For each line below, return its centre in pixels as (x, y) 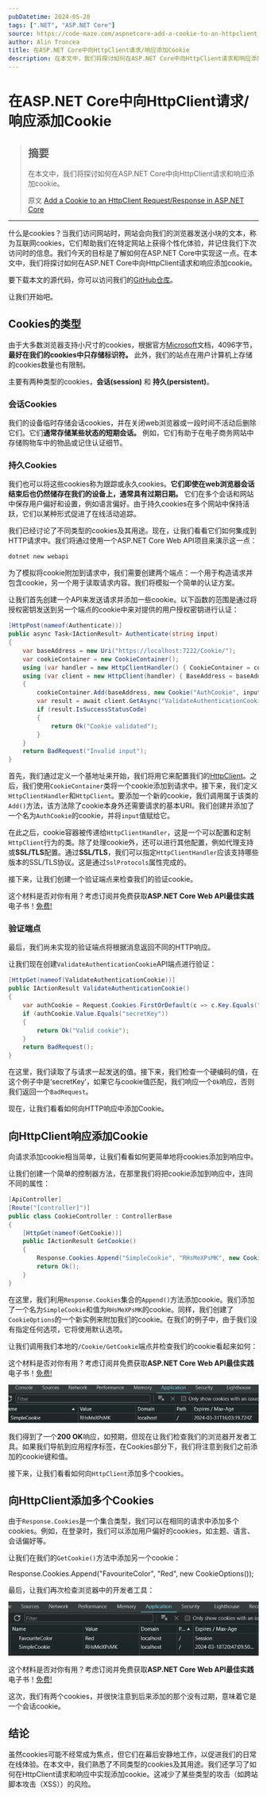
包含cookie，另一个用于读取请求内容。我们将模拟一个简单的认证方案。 (124, 583)
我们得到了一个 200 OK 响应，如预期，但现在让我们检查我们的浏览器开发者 (129, 1436)
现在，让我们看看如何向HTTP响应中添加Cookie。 (88, 1109)
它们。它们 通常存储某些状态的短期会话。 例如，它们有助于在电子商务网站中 (131, 433)
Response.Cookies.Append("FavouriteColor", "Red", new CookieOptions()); (131, 1574)
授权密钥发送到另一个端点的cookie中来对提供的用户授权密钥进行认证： (124, 610)
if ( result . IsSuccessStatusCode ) (92, 710)
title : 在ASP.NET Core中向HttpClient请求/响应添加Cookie (99, 50)
